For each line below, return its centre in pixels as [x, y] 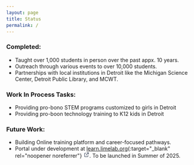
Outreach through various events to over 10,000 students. [86, 66]
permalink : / [22, 25]
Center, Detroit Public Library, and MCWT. [66, 79]
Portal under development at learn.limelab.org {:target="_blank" [93, 149]
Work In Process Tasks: [41, 94]
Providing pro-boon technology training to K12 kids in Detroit [89, 114]
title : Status [24, 19]
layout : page [22, 13]
